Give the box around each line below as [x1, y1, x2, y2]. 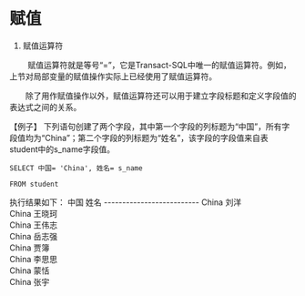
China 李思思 [9, 253, 57, 264]
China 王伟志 [9, 219, 57, 230]
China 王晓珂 [9, 208, 57, 219]
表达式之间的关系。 [9, 101, 82, 112]
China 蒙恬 [9, 265, 50, 276]
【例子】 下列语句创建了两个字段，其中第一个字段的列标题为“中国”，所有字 [9, 120, 290, 132]
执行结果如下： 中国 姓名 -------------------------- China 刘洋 [9, 197, 242, 208]
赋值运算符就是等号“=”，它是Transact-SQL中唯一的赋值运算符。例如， [26, 59, 291, 70]
